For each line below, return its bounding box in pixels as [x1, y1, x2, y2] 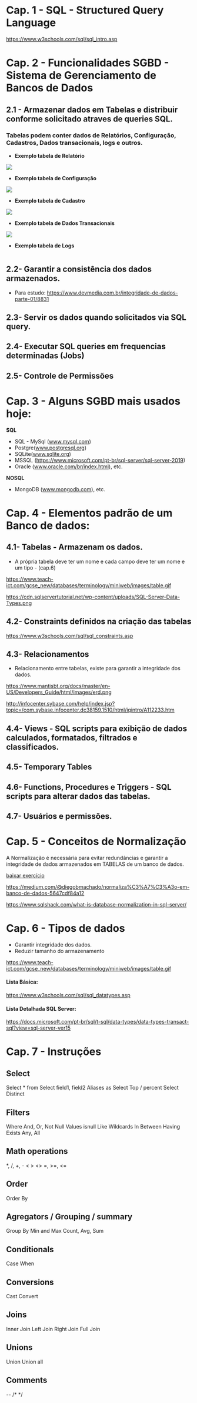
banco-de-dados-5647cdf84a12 [6, 889, 85, 896]
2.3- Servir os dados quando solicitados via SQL [6, 313, 186, 323]
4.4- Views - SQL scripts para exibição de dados [6, 723, 187, 733]
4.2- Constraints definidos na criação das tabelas [6, 617, 192, 627]
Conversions [6, 1277, 54, 1287]
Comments [6, 1375, 48, 1385]
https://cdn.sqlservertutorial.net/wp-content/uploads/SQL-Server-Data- [6, 593, 181, 600]
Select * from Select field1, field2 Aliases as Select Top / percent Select [6, 1084, 179, 1091]
